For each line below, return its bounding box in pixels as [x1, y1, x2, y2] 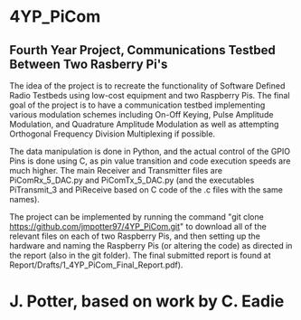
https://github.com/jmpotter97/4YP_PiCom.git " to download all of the [9, 221, 267, 231]
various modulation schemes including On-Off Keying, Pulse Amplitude [9, 109, 274, 119]
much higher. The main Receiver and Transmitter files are [9, 165, 223, 175]
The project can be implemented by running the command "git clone [9, 212, 264, 222]
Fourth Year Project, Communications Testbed [9, 42, 276, 58]
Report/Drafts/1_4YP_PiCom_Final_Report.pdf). [9, 259, 183, 270]
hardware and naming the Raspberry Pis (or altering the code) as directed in [9, 240, 293, 250]
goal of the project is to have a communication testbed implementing [9, 99, 266, 110]
